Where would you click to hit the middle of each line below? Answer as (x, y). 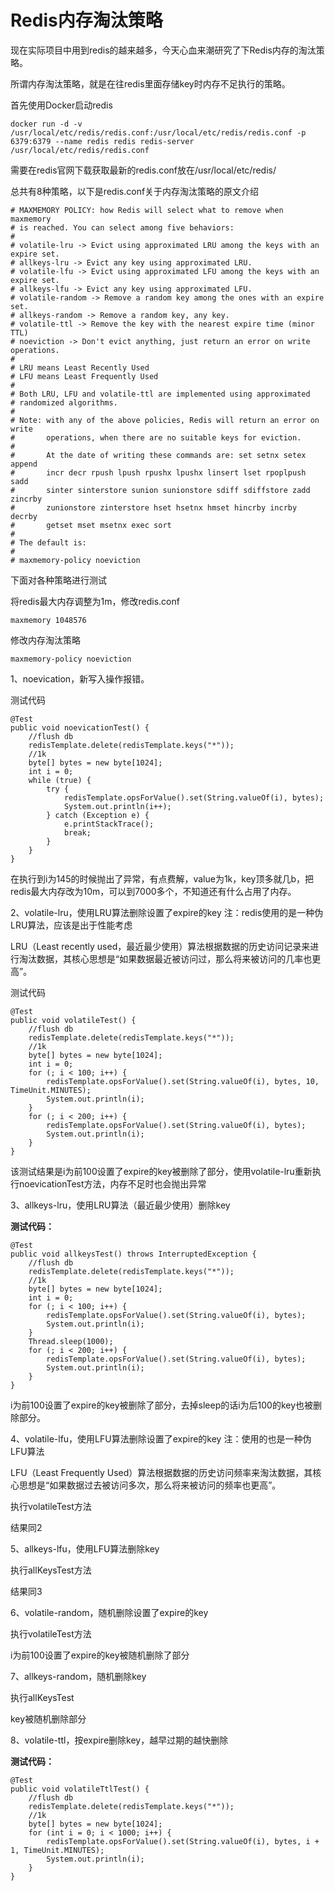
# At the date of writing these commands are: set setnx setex (158, 455)
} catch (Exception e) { (98, 815)
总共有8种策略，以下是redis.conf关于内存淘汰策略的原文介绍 (135, 191)
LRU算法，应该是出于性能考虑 (71, 925)
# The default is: (48, 542)
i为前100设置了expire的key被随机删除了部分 (100, 1655)
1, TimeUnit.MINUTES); (57, 1850)
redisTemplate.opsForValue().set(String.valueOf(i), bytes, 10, (183, 1081)
